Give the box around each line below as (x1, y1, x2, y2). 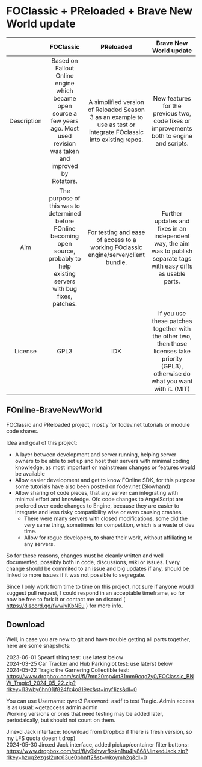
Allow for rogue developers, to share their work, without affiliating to (23, 534, 193, 541)
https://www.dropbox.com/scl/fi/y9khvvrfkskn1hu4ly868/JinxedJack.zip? (6, 747, 188, 754)
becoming (50, 232, 79, 240)
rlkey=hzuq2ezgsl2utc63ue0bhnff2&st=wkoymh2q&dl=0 (6, 754, 147, 761)
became (53, 94, 76, 102)
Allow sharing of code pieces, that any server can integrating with (14, 489, 179, 496)
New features (153, 94, 191, 102)
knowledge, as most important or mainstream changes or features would (14, 464, 195, 471)
